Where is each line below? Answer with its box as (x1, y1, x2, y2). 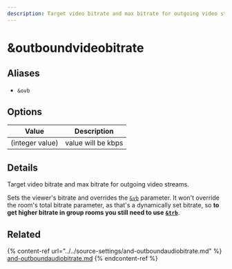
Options (7, 106, 43, 118)
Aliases (7, 67, 40, 80)
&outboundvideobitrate (7, 40, 144, 55)
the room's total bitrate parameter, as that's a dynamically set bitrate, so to (7, 201, 220, 209)
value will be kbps (65, 138, 124, 148)
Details (7, 162, 38, 173)
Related (7, 228, 41, 240)
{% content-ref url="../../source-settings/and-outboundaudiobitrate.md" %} (7, 247, 222, 255)
